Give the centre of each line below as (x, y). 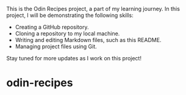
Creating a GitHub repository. (52, 27)
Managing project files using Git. (56, 46)
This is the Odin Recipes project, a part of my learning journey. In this (93, 9)
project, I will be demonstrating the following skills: (70, 15)
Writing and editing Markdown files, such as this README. (88, 40)
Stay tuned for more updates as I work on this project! (74, 58)
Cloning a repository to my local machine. (67, 33)
